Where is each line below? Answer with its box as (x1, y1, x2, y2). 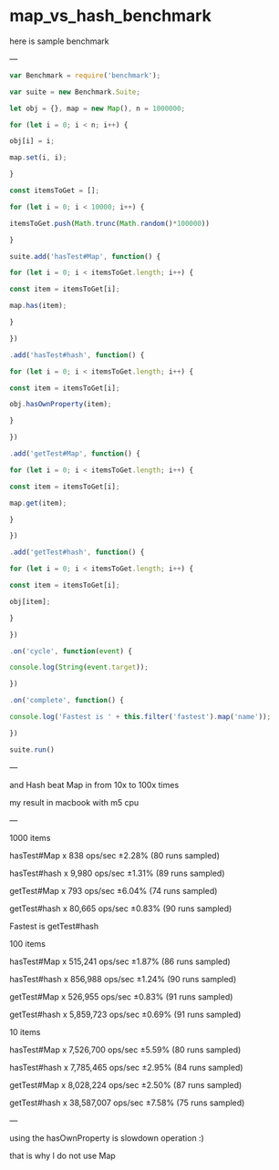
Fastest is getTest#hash (9, 920, 99, 931)
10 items (9, 1026, 41, 1037)
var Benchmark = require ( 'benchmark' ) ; (9, 70, 161, 80)
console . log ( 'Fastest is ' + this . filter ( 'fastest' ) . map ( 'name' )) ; (9, 713, 272, 722)
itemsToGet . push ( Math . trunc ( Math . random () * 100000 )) (9, 219, 210, 228)
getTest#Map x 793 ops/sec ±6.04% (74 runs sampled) (9, 885, 218, 896)
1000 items (9, 832, 51, 843)
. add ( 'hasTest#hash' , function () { (9, 350, 145, 360)
